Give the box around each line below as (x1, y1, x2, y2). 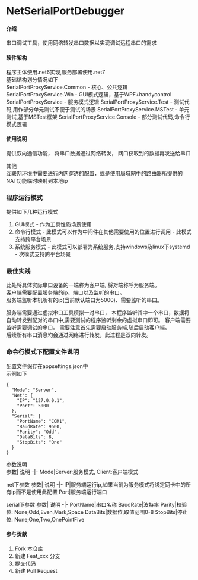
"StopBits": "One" (17, 439, 62, 445)
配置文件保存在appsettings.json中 (6, 362, 88, 370)
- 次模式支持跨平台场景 (14, 251, 71, 258)
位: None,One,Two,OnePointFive (6, 516, 85, 523)
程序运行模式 (6, 194, 43, 202)
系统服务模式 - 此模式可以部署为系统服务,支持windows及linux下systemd (14, 243, 190, 251)
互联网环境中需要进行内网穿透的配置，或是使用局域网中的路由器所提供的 (6, 170, 183, 177)
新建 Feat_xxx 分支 (14, 552, 60, 559)
